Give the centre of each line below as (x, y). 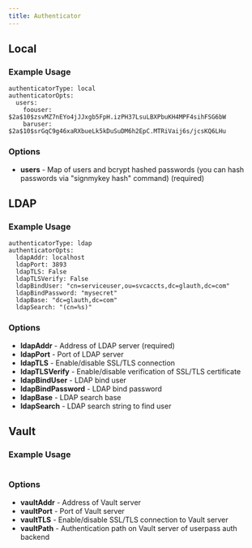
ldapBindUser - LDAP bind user (73, 380)
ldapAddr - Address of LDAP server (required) (98, 345)
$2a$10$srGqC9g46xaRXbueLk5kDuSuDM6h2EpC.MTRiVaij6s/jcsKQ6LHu (117, 132)
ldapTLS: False (41, 272)
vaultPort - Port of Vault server (73, 511)
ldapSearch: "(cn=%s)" (54, 308)
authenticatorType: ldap (50, 244)
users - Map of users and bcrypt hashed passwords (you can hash (132, 169)
